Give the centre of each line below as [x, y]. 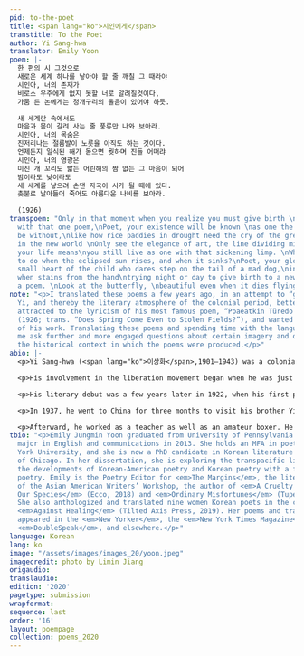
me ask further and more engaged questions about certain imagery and [153, 337]
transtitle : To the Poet [56, 34]
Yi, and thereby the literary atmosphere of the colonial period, [145, 303]
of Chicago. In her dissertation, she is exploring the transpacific [151, 461]
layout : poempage [42, 629]
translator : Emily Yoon [54, 52]
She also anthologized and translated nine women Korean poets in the [153, 503]
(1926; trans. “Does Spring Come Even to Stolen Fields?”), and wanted [156, 319]
